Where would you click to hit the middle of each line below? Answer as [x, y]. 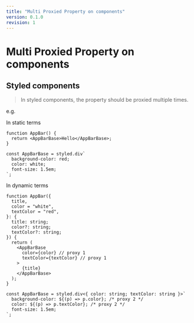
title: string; [30, 222]
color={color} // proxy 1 [53, 253]
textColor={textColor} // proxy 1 [64, 258]
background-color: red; [40, 159]
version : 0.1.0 [25, 17]
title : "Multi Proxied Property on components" [66, 11]
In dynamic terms [27, 185]
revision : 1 [21, 22]
